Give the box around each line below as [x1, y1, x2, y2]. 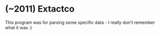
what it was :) [5, 24, 32, 30]
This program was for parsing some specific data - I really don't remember [5, 19, 155, 25]
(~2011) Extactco [5, 3, 75, 15]
